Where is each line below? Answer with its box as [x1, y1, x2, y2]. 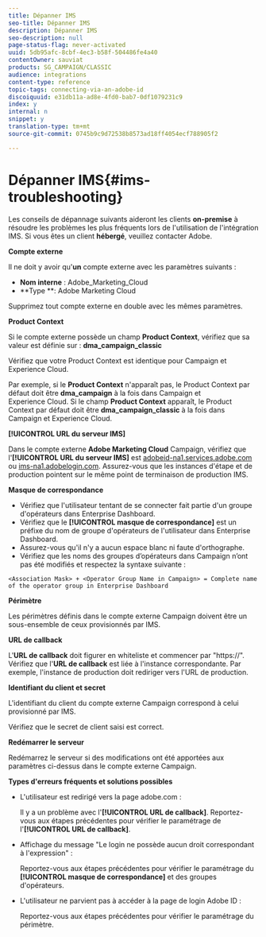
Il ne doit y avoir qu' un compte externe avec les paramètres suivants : [8, 261, 237, 271]
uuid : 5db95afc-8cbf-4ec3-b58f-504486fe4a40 [8, 48, 158, 56]
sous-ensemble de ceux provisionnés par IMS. [8, 619, 161, 629]
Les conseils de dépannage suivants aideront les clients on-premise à [8, 214, 238, 223]
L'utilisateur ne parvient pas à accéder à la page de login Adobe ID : [19, 896, 242, 905]
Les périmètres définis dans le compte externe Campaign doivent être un [8, 611, 248, 621]
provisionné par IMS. [8, 707, 77, 716]
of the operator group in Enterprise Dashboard [8, 582, 169, 590]
